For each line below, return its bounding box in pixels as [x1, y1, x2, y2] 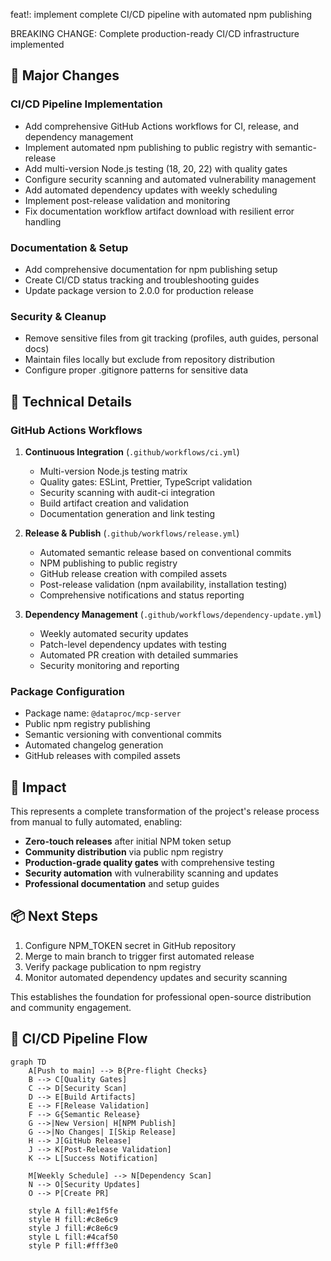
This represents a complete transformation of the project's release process [10, 805, 320, 818]
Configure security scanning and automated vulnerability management [24, 173, 317, 185]
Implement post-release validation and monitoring [24, 194, 231, 206]
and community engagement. [10, 1001, 132, 1013]
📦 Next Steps [10, 908, 99, 925]
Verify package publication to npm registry [24, 960, 202, 973]
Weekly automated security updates [39, 627, 189, 639]
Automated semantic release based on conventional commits [39, 546, 292, 558]
